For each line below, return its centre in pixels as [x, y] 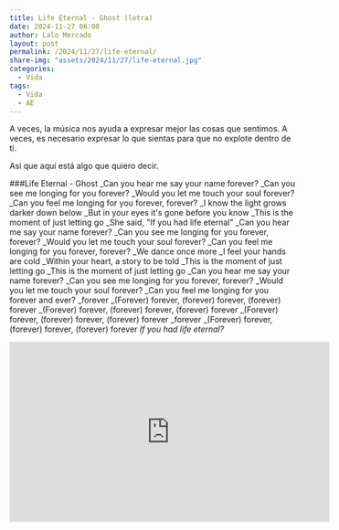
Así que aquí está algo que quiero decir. [84, 166]
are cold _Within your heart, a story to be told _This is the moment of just [146, 261]
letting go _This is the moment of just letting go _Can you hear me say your [150, 271]
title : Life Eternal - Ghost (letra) [81, 18]
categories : [32, 69]
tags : [20, 86]
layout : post [34, 43]
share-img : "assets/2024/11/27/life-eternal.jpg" [106, 60]
